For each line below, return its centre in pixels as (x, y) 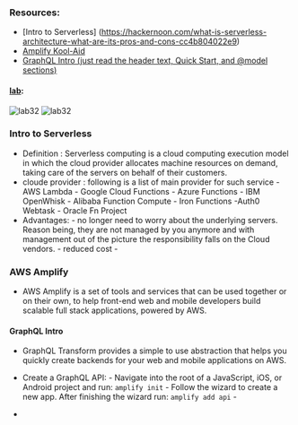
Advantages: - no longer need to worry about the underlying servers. (150, 220)
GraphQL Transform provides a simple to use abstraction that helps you (154, 351)
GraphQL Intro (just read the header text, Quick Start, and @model (145, 61)
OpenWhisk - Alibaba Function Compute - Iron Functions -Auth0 (141, 201)
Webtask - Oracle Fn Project (74, 210)
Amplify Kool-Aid (53, 51)
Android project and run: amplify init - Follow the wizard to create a (150, 387)
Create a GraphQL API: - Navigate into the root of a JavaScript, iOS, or (152, 377)
